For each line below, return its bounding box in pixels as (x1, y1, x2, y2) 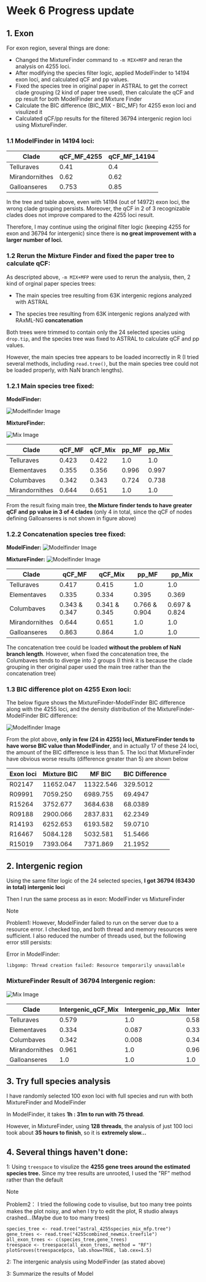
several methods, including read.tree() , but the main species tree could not (6, 360, 199, 367)
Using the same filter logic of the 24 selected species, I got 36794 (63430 (6, 877, 195, 884)
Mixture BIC (42, 770, 78, 778)
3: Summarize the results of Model (6, 1270, 94, 1278)
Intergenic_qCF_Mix (59, 1005, 119, 1014)
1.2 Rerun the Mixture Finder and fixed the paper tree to (6, 252, 175, 260)
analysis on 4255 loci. (15, 63, 71, 70)
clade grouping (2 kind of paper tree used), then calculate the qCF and (15, 89, 194, 96)
